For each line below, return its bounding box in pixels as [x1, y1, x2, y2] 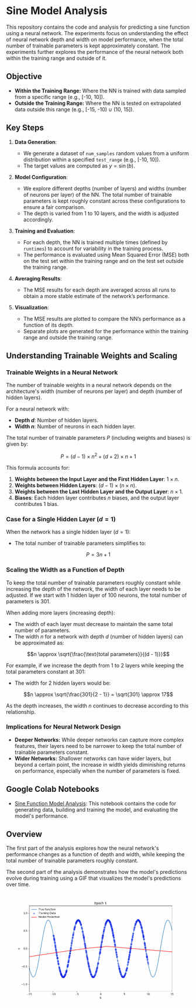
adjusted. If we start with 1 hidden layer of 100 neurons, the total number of [6, 592, 187, 599]
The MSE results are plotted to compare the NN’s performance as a [23, 315, 185, 322]
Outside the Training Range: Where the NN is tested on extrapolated [14, 100, 181, 107]
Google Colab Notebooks [6, 784, 99, 794]
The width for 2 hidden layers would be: [14, 679, 111, 686]
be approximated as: [14, 639, 64, 646]
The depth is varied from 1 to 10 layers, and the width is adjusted [23, 210, 179, 217]
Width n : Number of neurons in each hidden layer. [14, 423, 136, 430]
